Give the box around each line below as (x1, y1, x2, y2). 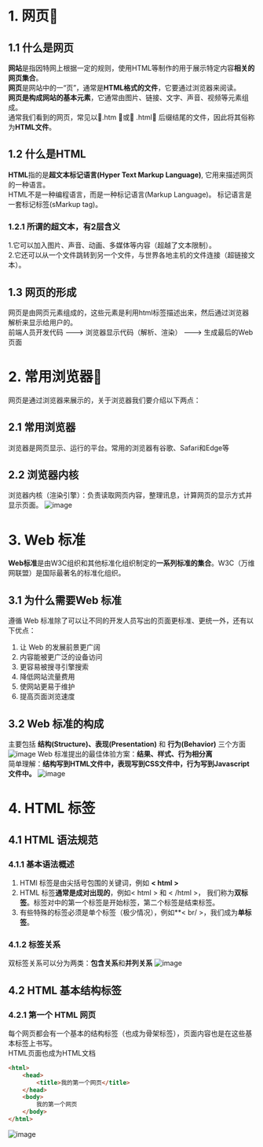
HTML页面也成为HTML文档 (8, 1048, 97, 1057)
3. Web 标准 (8, 531, 86, 549)
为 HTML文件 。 (8, 123, 57, 131)
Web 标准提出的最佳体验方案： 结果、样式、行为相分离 (38, 749, 213, 759)
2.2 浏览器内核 (8, 468, 79, 482)
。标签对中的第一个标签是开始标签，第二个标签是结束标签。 (26, 897, 220, 907)
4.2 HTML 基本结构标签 (8, 983, 122, 997)
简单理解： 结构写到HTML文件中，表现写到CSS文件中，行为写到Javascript (8, 759, 250, 768)
